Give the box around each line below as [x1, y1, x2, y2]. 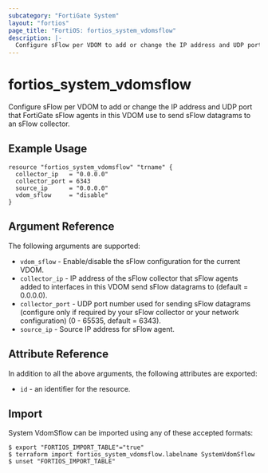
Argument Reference [8, 220, 115, 234]
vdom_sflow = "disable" [15, 191, 109, 199]
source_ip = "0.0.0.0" [15, 184, 109, 192]
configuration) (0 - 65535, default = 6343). [19, 316, 162, 325]
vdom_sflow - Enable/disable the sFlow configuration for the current [19, 256, 241, 266]
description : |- [8, 34, 62, 42]
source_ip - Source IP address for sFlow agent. [19, 324, 175, 333]
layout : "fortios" [8, 19, 69, 27]
